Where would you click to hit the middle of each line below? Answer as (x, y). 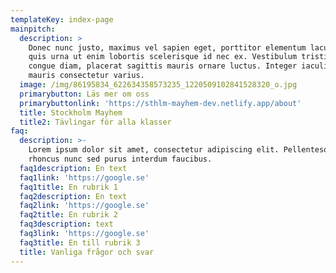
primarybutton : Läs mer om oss (84, 94)
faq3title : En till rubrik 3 (80, 242)
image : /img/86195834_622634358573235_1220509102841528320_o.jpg (158, 85)
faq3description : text (66, 224)
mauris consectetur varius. (86, 76)
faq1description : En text (73, 168)
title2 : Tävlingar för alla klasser (95, 122)
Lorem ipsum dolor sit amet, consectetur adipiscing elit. (154, 150)
